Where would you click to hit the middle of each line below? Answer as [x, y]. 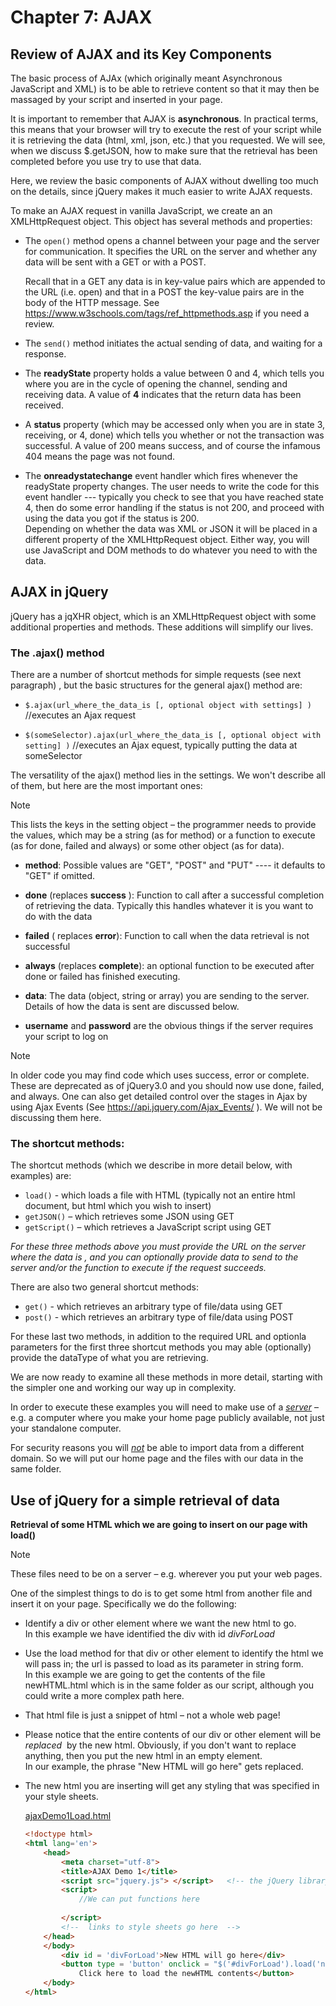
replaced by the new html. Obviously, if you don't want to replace [160, 1745]
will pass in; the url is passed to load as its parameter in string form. [164, 1664]
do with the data [58, 917]
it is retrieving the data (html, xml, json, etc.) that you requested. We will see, [168, 140]
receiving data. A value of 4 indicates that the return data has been [163, 394]
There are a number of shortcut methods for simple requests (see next [156, 675]
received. [44, 405]
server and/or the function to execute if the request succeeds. [138, 1268]
